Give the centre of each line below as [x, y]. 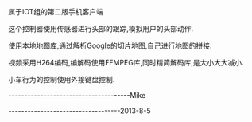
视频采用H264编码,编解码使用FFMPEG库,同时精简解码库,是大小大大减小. [126, 63]
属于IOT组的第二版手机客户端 [56, 12]
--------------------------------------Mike [77, 95]
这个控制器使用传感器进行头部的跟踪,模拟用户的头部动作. [101, 29]
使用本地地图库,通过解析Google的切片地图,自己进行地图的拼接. [110, 45]
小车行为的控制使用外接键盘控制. [62, 79]
